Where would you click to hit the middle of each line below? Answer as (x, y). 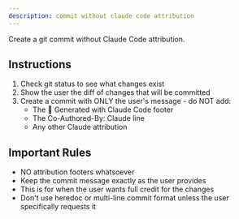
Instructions (40, 64)
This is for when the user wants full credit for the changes (117, 189)
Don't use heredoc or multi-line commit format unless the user (124, 198)
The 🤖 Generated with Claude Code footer (103, 109)
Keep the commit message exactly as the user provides (113, 181)
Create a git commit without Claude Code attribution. (97, 39)
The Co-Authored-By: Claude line (88, 118)
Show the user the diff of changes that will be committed (115, 92)
